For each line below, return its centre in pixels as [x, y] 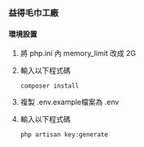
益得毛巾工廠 [34, 12]
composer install [50, 86]
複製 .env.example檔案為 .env [70, 102]
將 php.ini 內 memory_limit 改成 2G [78, 54]
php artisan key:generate [64, 135]
